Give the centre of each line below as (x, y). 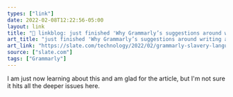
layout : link (26, 26)
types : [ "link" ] (31, 14)
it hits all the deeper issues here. (54, 86)
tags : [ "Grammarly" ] (37, 59)
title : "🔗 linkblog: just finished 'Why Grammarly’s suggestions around (114, 33)
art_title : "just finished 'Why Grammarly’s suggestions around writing (114, 39)
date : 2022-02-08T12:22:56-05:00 (55, 20)
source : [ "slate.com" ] (40, 53)
